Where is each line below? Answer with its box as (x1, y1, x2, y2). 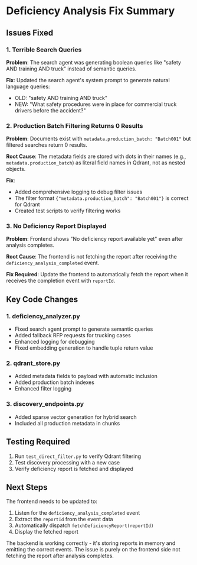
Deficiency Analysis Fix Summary (6, 4, 175, 18)
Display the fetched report (14, 528, 78, 535)
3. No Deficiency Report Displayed (6, 222, 107, 230)
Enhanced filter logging (14, 385, 72, 392)
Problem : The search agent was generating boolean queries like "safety (6, 59, 182, 66)
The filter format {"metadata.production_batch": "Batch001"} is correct (14, 195, 189, 202)
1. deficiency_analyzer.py (6, 312, 81, 320)
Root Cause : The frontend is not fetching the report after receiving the (6, 253, 177, 260)
